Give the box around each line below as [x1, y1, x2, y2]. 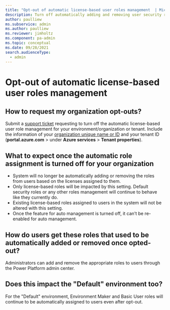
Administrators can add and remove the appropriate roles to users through [5, 260, 160, 266]
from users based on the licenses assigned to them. [12, 178, 121, 184]
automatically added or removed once [5, 239, 128, 247]
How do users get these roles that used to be [5, 230, 149, 239]
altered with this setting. [12, 205, 63, 211]
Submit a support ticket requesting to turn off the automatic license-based [5, 121, 160, 127]
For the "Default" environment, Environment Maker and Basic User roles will [5, 293, 163, 299]
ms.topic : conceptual [5, 41, 51, 46]
